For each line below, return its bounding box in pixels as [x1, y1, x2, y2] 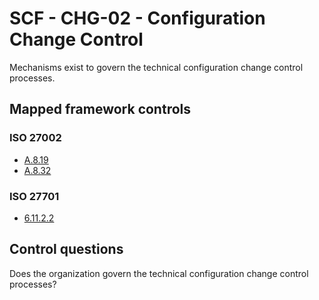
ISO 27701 [9, 189, 60, 203]
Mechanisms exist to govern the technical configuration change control [9, 61, 304, 73]
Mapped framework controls [9, 101, 192, 118]
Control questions [9, 241, 124, 258]
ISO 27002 [9, 131, 62, 145]
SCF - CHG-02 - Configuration [9, 7, 266, 30]
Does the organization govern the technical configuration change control [9, 267, 309, 279]
